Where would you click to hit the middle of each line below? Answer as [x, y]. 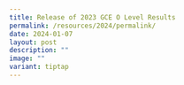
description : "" [39, 50]
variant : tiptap [39, 67]
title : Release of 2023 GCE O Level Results [92, 17]
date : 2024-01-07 [41, 34]
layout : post [33, 42]
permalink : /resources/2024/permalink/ [83, 26]
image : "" [27, 58]
